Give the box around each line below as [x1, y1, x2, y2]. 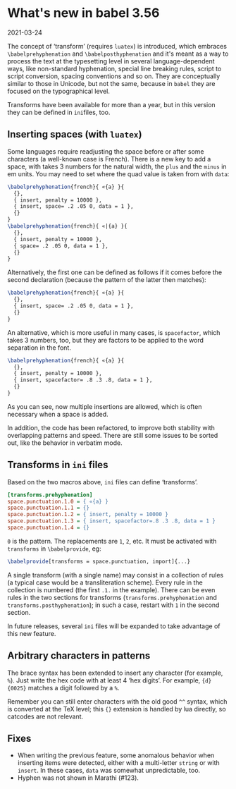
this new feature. [7, 629, 56, 637]
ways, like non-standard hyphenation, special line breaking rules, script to [7, 64, 222, 73]
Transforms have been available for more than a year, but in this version [7, 100, 216, 109]
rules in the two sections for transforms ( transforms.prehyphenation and [7, 593, 217, 601]
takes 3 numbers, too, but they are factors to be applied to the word [7, 336, 204, 344]
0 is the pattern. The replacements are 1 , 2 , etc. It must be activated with [7, 537, 217, 545]
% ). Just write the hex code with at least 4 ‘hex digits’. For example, [7, 675, 201, 685]
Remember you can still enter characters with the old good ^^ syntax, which [7, 697, 228, 706]
